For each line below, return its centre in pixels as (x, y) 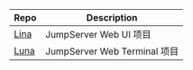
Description (112, 17)
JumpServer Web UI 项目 (98, 35)
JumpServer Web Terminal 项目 (111, 51)
